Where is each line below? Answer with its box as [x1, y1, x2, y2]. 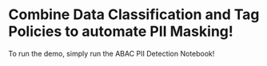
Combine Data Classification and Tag [8, 6, 260, 24]
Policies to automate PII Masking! [8, 22, 233, 41]
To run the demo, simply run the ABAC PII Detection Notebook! [8, 49, 215, 58]
